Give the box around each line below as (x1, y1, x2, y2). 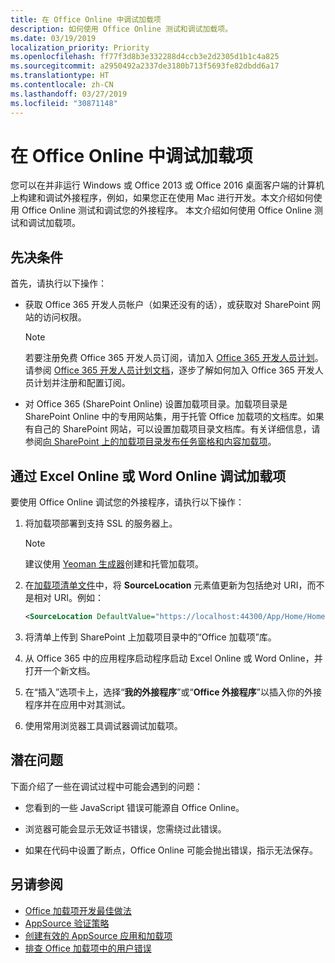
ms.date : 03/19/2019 (10, 33, 97, 43)
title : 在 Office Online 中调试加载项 (10, 14, 162, 25)
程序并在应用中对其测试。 (24, 698, 131, 710)
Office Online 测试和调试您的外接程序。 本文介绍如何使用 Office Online (21, 204, 313, 216)
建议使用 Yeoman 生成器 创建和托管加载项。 (24, 558, 205, 570)
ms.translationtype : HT (10, 71, 110, 81)
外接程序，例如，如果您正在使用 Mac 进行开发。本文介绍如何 (62, 192, 314, 204)
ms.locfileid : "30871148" (10, 98, 118, 108)
